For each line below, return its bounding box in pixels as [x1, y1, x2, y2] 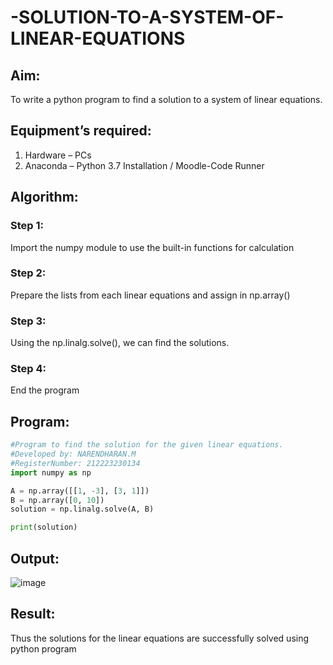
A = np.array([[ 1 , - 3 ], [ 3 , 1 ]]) [10, 486, 150, 496]
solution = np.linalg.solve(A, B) [10, 504, 155, 515]
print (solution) [10, 522, 78, 533]
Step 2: [10, 266, 47, 280]
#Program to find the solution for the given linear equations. [10, 440, 284, 450]
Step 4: [10, 362, 47, 376]
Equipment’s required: [10, 122, 152, 140]
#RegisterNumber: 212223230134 [10, 458, 141, 468]
